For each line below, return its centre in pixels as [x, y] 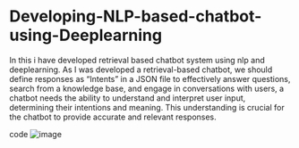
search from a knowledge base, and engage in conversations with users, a [147, 88]
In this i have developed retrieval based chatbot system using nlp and [137, 60]
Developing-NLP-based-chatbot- [136, 16]
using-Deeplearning [86, 35]
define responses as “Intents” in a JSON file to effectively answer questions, [150, 78]
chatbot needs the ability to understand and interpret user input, [128, 98]
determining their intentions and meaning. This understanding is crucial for [147, 107]
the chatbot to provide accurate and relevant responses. [113, 117]
